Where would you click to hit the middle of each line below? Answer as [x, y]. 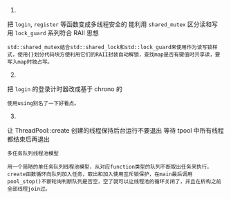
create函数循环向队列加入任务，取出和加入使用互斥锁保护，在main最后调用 [100, 174]
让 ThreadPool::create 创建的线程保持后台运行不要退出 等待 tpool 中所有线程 [116, 130]
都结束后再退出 [28, 139]
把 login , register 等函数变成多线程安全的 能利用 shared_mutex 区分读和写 [112, 24]
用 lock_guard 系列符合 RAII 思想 [53, 33]
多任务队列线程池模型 [33, 153]
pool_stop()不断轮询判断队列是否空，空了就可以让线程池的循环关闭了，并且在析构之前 [114, 182]
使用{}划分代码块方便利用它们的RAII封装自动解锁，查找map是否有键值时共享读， [116, 55]
